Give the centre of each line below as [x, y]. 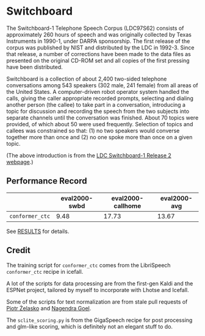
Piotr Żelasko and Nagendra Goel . [49, 308]
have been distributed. [34, 67]
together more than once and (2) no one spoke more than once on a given [99, 137]
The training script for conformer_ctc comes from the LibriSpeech [88, 265]
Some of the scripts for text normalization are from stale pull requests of [97, 302]
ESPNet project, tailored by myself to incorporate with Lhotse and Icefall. [98, 290]
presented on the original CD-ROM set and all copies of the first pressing [98, 60]
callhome [128, 206]
